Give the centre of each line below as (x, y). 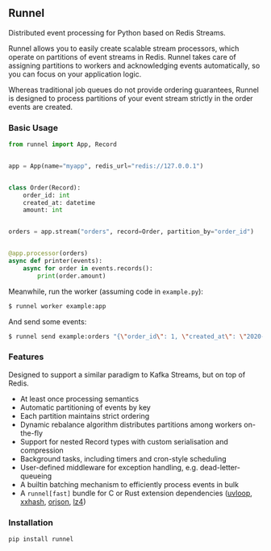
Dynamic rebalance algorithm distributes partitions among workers (131, 424)
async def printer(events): (56, 261)
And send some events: (48, 321)
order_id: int (46, 195)
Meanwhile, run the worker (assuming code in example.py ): (106, 291)
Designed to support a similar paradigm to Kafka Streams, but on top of (127, 374)
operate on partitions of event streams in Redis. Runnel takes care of (122, 56)
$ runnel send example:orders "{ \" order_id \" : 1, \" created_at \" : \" (128, 336)
